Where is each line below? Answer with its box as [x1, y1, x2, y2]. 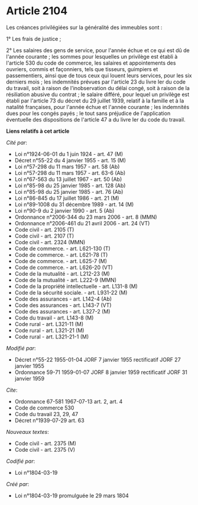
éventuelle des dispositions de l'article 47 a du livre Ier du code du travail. [6, 116, 186, 123]
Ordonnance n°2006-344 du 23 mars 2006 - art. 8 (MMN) [14, 213, 158, 220]
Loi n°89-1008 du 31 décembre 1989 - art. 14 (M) [14, 200, 134, 208]
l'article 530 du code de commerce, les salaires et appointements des [6, 59, 176, 66]
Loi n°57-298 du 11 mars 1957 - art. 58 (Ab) [14, 163, 120, 170]
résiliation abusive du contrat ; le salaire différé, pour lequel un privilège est [6, 91, 190, 98]
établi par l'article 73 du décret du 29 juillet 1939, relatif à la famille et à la [6, 97, 184, 104]
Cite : [6, 386, 18, 394]
